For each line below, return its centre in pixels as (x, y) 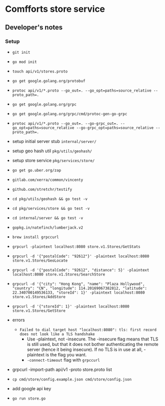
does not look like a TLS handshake (57, 334)
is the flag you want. (66, 355)
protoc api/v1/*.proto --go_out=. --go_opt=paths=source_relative (82, 90)
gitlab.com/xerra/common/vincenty (48, 180)
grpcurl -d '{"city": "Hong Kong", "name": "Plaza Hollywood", (79, 284)
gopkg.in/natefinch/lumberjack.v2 (48, 228)
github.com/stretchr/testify (42, 189)
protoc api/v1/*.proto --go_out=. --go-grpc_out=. (65, 123)
